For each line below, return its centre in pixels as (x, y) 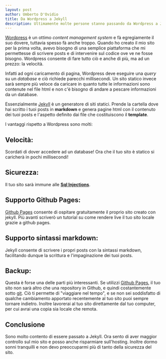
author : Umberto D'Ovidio (32, 14)
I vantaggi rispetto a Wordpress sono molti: (49, 124)
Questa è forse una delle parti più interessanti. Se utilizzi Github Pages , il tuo (83, 283)
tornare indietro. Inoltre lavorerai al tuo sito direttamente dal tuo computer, (80, 304)
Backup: (18, 271)
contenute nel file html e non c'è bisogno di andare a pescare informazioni (81, 89)
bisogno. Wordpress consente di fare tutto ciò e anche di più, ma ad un (77, 59)
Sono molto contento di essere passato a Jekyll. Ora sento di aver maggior (81, 337)
